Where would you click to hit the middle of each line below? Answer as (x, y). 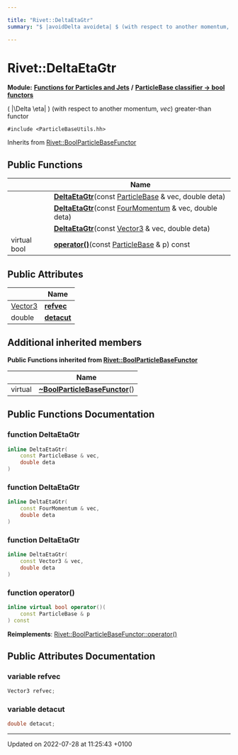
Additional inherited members (75, 343)
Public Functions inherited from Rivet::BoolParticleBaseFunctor (103, 359)
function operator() (41, 593)
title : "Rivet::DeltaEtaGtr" (50, 20)
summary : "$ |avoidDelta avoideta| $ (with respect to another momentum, (119, 27)
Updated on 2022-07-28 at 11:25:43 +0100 (70, 744)
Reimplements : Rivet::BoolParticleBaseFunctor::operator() (92, 634)
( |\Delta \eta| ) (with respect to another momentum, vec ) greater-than (109, 109)
